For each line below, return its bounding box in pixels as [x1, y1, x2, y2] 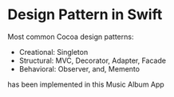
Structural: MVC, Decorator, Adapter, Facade [18, 56, 167, 65]
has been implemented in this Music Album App [7, 80, 164, 89]
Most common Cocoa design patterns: [7, 32, 134, 41]
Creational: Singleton [18, 47, 89, 56]
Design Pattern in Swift [7, 6, 163, 24]
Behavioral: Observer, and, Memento [18, 64, 140, 73]
